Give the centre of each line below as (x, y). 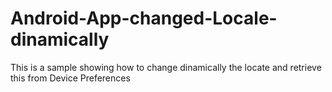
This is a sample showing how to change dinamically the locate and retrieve (166, 67)
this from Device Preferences (70, 78)
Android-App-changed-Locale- (144, 18)
